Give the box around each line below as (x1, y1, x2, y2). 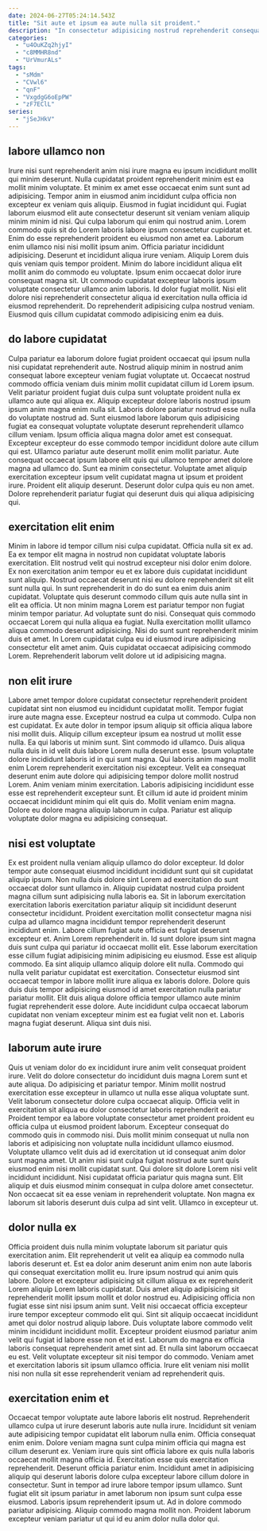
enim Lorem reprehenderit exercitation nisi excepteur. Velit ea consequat (8, 763, 246, 772)
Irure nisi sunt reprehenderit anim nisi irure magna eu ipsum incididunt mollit (8, 165, 257, 175)
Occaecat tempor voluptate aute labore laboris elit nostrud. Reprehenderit (8, 1412, 250, 1422)
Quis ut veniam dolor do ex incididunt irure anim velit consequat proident (8, 1063, 246, 1072)
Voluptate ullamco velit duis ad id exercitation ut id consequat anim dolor (8, 1147, 246, 1156)
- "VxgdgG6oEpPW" (15, 93, 73, 101)
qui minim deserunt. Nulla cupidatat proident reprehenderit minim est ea (8, 174, 244, 184)
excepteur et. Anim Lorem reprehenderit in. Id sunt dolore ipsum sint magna (8, 934, 257, 943)
